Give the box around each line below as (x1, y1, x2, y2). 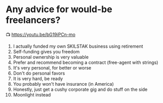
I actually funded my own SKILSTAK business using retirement (13, 43, 143, 49)
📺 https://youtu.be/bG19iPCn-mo (6, 31, 75, 38)
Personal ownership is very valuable (13, 54, 89, 60)
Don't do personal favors (13, 70, 65, 76)
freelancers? (6, 14, 61, 26)
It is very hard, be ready (13, 75, 63, 82)
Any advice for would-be (6, 4, 113, 15)
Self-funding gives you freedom (13, 48, 80, 54)
